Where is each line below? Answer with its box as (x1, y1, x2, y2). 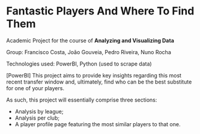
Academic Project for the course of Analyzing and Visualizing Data (6, 37, 174, 44)
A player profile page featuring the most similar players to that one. (14, 120, 181, 127)
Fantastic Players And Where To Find (6, 4, 195, 18)
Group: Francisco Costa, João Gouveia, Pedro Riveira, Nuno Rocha (6, 48, 171, 55)
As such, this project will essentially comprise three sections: (6, 96, 157, 103)
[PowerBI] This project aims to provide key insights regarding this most (6, 72, 182, 79)
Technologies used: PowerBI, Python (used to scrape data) (6, 60, 152, 67)
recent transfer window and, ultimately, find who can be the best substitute (6, 78, 192, 85)
